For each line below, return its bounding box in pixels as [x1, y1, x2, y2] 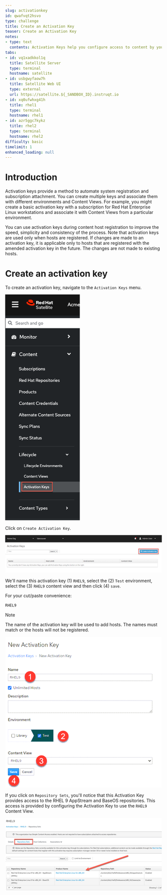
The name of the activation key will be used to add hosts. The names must [5, 621, 158, 627]
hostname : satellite [9, 71, 52, 76]
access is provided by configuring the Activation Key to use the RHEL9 [5, 802, 148, 808]
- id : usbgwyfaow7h [5, 76, 46, 82]
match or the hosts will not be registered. [5, 627, 89, 633]
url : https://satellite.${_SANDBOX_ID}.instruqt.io [9, 92, 119, 97]
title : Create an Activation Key [5, 24, 75, 29]
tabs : [5, 50, 16, 55]
